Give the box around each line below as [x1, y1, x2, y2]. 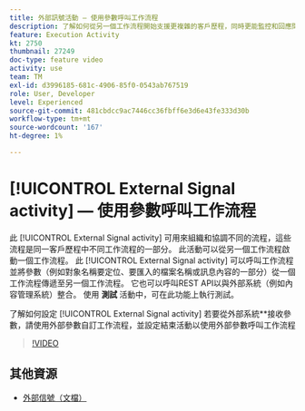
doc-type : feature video [9, 55, 103, 64]
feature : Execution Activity [9, 30, 120, 39]
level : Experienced [9, 97, 84, 107]
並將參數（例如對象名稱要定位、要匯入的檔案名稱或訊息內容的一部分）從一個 [9, 266, 296, 277]
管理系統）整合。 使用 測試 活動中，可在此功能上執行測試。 [16, 289, 239, 299]
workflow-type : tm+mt [9, 114, 92, 123]
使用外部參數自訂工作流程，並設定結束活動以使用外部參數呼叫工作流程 [33, 319, 296, 330]
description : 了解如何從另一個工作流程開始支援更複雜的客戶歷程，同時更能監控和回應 [9, 22, 292, 31]
